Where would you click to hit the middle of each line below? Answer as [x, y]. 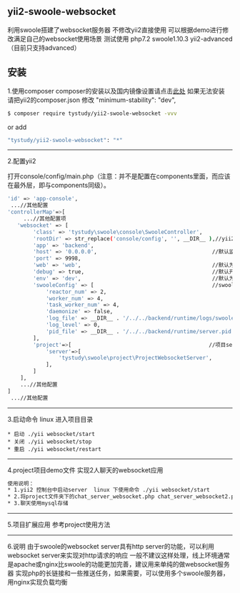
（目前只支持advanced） [44, 47]
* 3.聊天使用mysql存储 [38, 503]
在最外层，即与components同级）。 [59, 186]
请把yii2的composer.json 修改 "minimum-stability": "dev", [92, 100]
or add [17, 127]
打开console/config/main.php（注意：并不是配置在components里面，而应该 [119, 176]
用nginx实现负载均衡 [37, 582]
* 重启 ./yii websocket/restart [54, 449]
